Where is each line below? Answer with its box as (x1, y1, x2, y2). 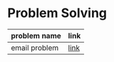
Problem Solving (7, 5, 108, 21)
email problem (11, 43, 59, 53)
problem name (11, 31, 62, 41)
